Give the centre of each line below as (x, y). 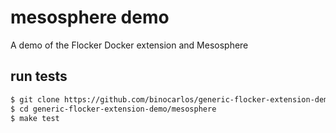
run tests (39, 76)
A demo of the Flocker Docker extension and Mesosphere (129, 45)
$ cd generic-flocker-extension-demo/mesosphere (113, 109)
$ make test (35, 118)
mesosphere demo (90, 17)
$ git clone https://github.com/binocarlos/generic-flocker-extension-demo (171, 99)
